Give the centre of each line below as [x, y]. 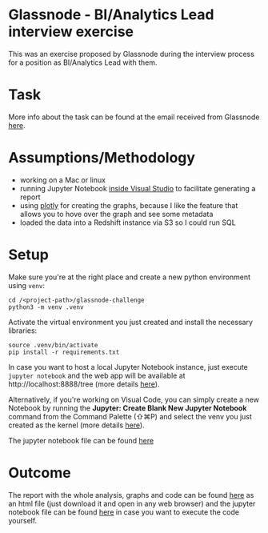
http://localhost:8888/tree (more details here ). [84, 384]
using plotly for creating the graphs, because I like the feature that [129, 205]
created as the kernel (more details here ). [77, 425]
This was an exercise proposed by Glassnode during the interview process [131, 54]
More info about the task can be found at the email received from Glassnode [134, 117]
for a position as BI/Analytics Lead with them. [83, 62]
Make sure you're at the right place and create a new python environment [129, 277]
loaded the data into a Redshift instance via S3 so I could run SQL [128, 222]
